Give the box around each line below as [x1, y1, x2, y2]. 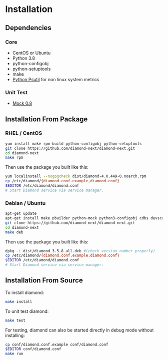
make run [5, 351, 23, 356]
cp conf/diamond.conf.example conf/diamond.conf [5, 342, 108, 347]
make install [5, 299, 32, 304]
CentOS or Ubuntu [12, 50, 51, 56]
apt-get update [5, 211, 37, 216]
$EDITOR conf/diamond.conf [5, 346, 61, 351]
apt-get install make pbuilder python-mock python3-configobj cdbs [5, 216, 149, 221]
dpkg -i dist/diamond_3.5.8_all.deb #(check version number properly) [5, 248, 155, 253]
